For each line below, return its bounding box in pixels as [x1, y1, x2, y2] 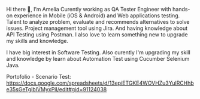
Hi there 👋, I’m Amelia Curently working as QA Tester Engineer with [6, 6, 172, 13]
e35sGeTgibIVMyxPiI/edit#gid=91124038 [6, 86, 107, 92]
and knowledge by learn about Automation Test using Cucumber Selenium [6, 55, 190, 62]
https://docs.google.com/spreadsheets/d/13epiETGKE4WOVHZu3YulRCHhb [6, 79, 195, 86]
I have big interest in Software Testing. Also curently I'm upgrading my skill [6, 49, 190, 56]
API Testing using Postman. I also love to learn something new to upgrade [6, 31, 188, 38]
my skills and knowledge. [6, 38, 69, 44]
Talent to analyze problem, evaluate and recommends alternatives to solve [6, 18, 190, 25]
